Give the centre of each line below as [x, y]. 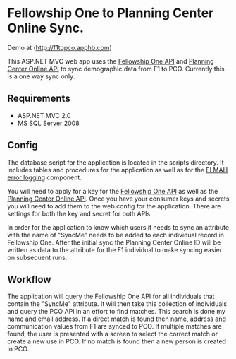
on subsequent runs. [37, 257]
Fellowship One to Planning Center [111, 13]
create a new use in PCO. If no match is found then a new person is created [117, 341]
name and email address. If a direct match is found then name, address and [117, 319]
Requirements [39, 99]
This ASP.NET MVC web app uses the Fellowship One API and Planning [111, 61]
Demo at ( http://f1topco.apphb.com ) [60, 47]
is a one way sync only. [41, 76]
